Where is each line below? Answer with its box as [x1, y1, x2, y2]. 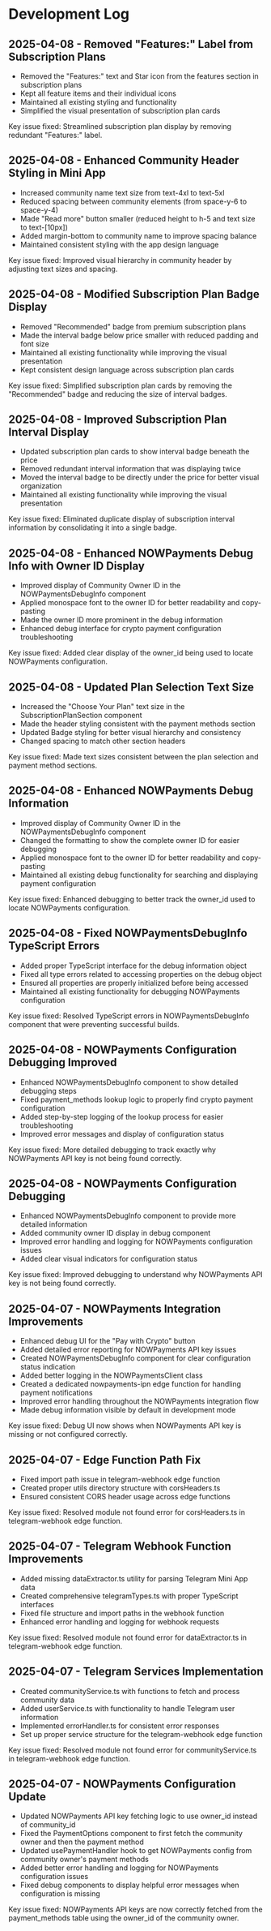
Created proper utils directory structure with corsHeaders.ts [19, 1482, 221, 1493]
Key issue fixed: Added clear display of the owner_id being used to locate [8, 648, 253, 658]
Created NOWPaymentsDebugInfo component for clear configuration [19, 1353, 252, 1363]
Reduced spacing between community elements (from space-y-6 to [19, 196, 248, 206]
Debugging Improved [8, 1056, 117, 1069]
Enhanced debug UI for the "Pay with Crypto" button [19, 1336, 196, 1346]
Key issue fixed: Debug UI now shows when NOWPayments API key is [8, 1421, 242, 1430]
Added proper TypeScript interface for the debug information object [19, 961, 248, 970]
